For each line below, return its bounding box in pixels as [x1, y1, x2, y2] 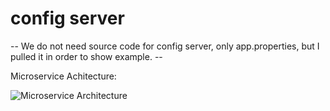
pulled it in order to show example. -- [10, 50, 163, 62]
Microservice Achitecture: [10, 70, 117, 82]
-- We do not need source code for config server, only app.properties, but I [10, 40, 320, 52]
